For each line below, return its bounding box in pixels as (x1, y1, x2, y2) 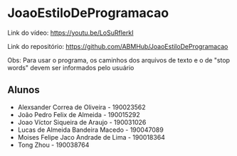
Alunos (7, 84, 41, 96)
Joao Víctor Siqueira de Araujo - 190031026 (17, 118, 147, 126)
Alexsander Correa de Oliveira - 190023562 (17, 103, 146, 111)
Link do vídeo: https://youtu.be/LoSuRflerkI (7, 28, 134, 37)
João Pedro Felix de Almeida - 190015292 (17, 110, 140, 118)
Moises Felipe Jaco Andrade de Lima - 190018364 (17, 133, 166, 141)
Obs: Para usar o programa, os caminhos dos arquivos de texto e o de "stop (7, 55, 230, 65)
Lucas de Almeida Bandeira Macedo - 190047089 (17, 126, 164, 134)
